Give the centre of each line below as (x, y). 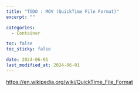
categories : (21, 28)
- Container (26, 33)
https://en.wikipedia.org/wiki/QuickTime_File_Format (69, 82)
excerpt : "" (21, 17)
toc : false (19, 44)
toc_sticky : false (28, 49)
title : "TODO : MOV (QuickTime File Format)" (62, 11)
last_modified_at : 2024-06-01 (43, 65)
